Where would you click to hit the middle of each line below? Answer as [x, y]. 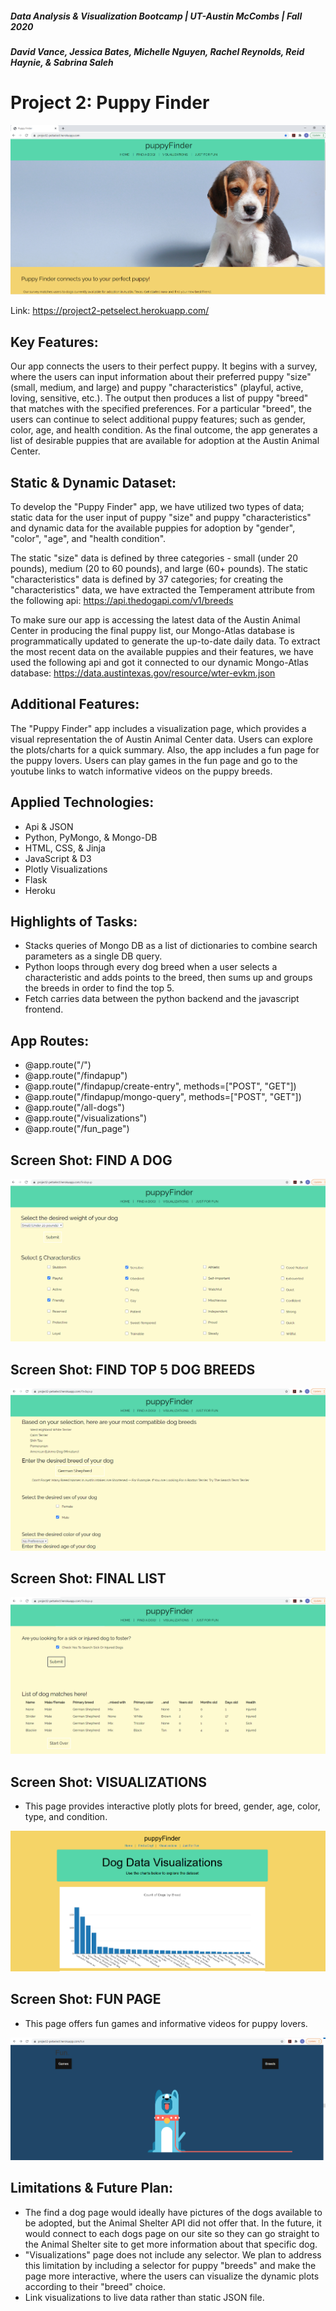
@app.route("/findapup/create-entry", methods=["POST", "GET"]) [160, 1086]
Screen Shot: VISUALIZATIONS [108, 1782]
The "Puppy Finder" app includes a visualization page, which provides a [158, 728]
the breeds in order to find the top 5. [99, 988]
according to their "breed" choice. [95, 2286]
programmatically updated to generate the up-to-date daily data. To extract [165, 641]
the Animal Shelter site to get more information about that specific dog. [171, 2244]
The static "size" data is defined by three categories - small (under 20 [154, 558]
